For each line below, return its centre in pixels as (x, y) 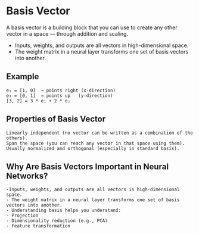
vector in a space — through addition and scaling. (67, 33)
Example (23, 77)
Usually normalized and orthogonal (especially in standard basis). (93, 148)
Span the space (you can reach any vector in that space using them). (96, 143)
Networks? (27, 176)
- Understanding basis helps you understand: (63, 210)
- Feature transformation (38, 226)
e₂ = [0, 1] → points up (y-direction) (60, 96)
